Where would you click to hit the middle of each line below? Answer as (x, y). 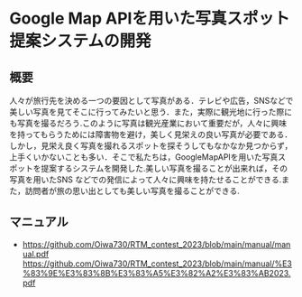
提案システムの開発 (80, 41)
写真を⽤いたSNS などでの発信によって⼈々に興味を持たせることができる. (146, 180)
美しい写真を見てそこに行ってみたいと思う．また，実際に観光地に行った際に (151, 112)
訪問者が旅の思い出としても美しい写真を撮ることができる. (133, 191)
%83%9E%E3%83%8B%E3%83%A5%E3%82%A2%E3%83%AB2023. (156, 273)
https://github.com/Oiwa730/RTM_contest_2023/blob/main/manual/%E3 (157, 264)
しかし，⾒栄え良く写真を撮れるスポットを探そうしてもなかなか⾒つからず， (151, 146)
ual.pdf (36, 254)
